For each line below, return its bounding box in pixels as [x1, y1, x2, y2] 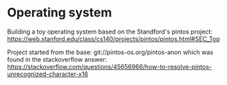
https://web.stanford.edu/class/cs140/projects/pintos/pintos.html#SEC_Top [7, 34, 220, 42]
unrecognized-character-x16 [7, 70, 88, 78]
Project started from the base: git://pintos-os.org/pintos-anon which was [7, 48, 213, 56]
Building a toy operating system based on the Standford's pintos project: [7, 27, 213, 36]
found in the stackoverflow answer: [7, 55, 107, 63]
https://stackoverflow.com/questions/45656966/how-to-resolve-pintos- [7, 62, 212, 71]
